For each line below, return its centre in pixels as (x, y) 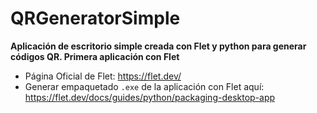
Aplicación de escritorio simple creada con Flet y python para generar (158, 46)
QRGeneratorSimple (95, 18)
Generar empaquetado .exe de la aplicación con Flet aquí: (144, 86)
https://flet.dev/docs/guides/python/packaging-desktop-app (150, 97)
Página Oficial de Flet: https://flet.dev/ (103, 76)
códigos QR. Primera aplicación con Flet (95, 56)
